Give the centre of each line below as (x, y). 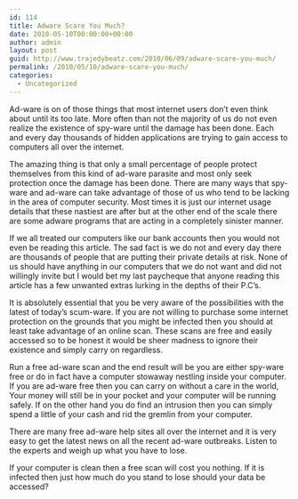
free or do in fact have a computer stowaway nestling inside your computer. (148, 376)
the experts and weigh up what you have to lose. (98, 450)
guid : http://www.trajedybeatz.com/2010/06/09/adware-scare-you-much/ (143, 59)
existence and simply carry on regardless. (86, 350)
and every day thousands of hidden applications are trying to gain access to (149, 137)
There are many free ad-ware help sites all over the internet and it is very (143, 431)
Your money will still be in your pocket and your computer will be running (143, 395)
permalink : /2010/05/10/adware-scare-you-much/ (99, 68)
